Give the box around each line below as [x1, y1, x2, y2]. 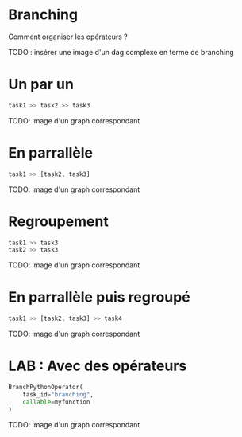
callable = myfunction [22, 398, 90, 406]
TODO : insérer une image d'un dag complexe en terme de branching [8, 47, 234, 57]
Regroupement [8, 213, 109, 230]
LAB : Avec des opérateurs [8, 357, 187, 375]
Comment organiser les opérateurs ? [8, 32, 129, 41]
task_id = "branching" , [22, 390, 94, 399]
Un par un [8, 76, 74, 93]
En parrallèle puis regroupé [8, 288, 190, 306]
